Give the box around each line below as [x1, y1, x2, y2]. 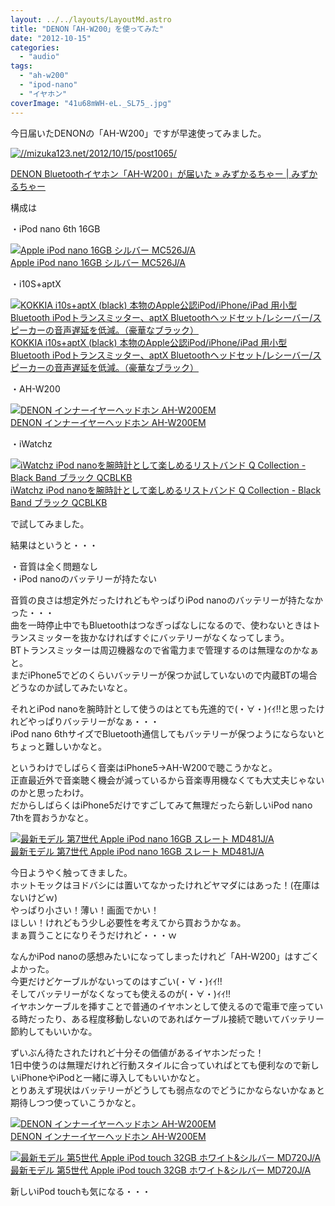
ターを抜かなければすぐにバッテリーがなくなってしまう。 [53, 631, 290, 643]
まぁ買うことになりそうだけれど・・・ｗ [10, 929, 177, 941]
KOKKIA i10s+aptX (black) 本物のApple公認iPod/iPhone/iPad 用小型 [10, 336, 288, 348]
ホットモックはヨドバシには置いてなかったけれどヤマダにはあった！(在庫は [10, 879, 320, 891]
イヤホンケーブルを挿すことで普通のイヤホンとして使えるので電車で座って [10, 1000, 315, 1012]
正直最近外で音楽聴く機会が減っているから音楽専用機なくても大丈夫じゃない [10, 774, 325, 786]
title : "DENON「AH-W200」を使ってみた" [10, 24, 164, 34]
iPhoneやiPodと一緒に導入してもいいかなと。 [18, 1071, 206, 1083]
